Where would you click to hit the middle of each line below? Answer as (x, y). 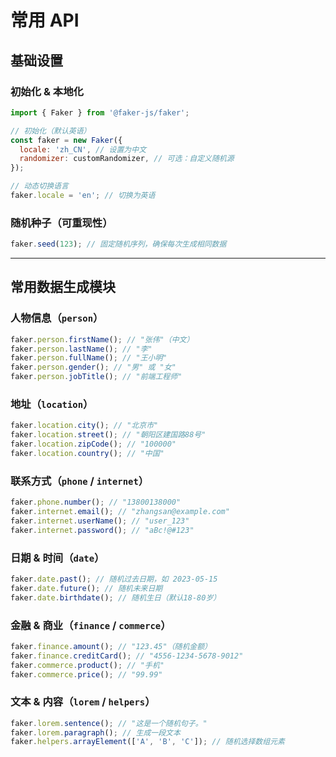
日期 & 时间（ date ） (57, 558)
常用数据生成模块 (63, 287)
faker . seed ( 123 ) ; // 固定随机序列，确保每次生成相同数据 (118, 244)
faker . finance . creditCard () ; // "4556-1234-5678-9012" (127, 656)
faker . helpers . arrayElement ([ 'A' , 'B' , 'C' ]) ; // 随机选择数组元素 (147, 742)
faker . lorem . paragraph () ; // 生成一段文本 (95, 732)
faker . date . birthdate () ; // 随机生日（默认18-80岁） (116, 597)
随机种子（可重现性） (61, 223)
